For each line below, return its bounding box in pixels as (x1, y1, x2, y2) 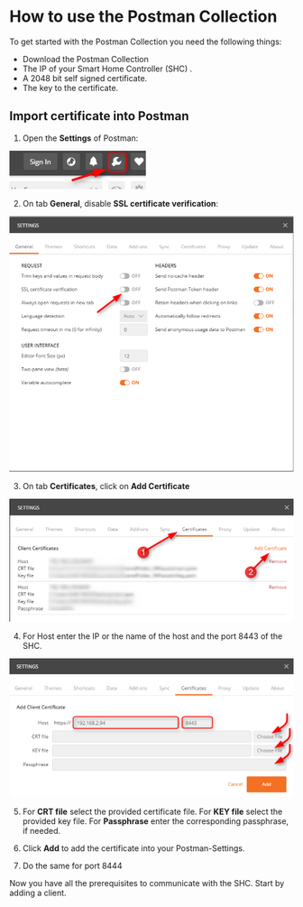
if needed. (22, 825, 61, 836)
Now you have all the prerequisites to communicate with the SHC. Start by (9, 877, 285, 888)
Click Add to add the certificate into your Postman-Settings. (22, 842, 245, 854)
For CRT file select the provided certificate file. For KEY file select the (22, 806, 283, 817)
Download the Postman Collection (22, 53, 149, 64)
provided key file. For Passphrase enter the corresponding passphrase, (22, 815, 289, 827)
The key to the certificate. (22, 82, 119, 93)
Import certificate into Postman (9, 108, 189, 124)
